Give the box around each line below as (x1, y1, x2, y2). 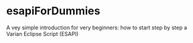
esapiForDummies (6, 4, 101, 18)
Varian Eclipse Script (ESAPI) (6, 30, 79, 37)
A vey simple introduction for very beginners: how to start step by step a (6, 24, 188, 31)
